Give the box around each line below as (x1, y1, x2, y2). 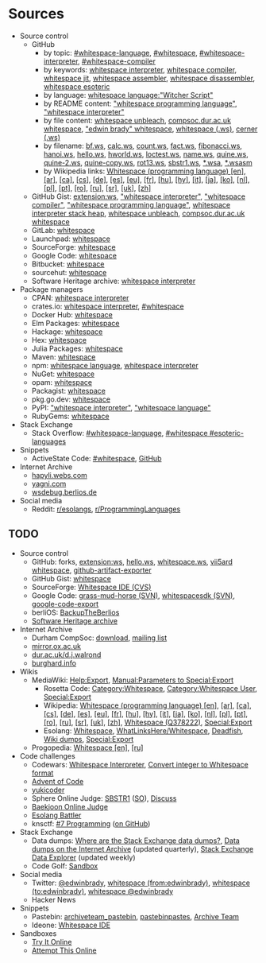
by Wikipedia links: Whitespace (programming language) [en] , (43, 166, 246, 176)
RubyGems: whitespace (31, 411, 110, 421)
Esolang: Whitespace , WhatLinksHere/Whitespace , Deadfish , (43, 725, 244, 736)
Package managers (19, 284, 83, 294)
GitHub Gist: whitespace (31, 573, 111, 583)
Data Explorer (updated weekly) (31, 852, 136, 862)
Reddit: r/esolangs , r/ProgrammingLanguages (31, 504, 181, 514)
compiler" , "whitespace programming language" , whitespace (31, 200, 231, 209)
